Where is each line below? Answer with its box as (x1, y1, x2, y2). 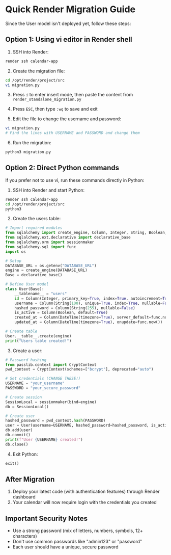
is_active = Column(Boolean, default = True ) (14, 310, 108, 315)
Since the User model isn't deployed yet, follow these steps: (5, 20, 131, 27)
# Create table (5, 329, 38, 334)
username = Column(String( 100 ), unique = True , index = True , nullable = (14, 301, 163, 306)
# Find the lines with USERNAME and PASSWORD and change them (5, 130, 140, 136)
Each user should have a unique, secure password (12, 544, 119, 550)
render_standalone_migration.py (12, 97, 81, 102)
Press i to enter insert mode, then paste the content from (12, 92, 133, 98)
